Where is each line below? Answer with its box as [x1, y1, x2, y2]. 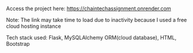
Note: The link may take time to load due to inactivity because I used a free [6, 16, 187, 23]
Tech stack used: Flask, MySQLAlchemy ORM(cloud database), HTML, [6, 34, 177, 41]
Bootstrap [6, 41, 31, 47]
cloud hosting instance [6, 23, 62, 29]
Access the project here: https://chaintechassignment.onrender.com [6, 5, 171, 12]
